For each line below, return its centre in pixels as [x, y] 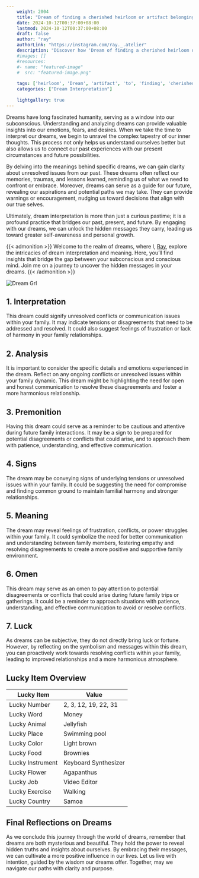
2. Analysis [27, 353]
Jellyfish [75, 724]
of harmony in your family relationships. [54, 335]
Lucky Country [30, 801]
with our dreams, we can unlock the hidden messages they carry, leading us [99, 228]
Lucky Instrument [33, 763]
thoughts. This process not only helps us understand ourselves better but [96, 142]
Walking [74, 792]
